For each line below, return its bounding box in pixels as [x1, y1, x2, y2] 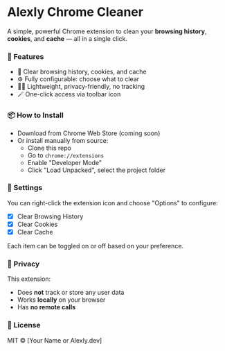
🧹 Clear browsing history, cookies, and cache [17, 67, 147, 76]
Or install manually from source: [17, 136, 109, 144]
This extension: [7, 275, 51, 283]
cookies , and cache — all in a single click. [7, 34, 128, 42]
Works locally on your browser [17, 296, 106, 304]
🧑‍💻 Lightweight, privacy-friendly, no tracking [17, 83, 145, 91]
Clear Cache [17, 228, 53, 236]
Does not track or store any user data [17, 289, 125, 297]
